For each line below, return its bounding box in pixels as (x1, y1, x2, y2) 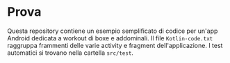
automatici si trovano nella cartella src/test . (7, 49, 134, 57)
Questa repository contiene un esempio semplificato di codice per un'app (7, 27, 218, 35)
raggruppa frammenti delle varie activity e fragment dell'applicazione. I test (7, 41, 223, 49)
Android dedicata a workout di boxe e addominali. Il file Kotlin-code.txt (7, 34, 213, 42)
